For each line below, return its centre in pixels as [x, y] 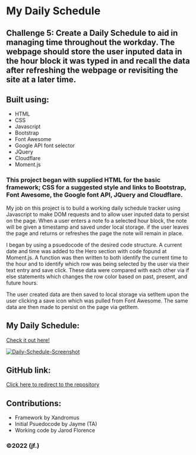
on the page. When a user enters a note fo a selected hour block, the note [97, 220]
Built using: [28, 99]
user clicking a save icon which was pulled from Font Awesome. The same [97, 300]
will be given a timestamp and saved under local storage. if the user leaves [97, 227]
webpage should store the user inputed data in [94, 52]
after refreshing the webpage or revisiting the [92, 70]
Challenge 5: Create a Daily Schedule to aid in [92, 33]
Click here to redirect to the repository [53, 385]
